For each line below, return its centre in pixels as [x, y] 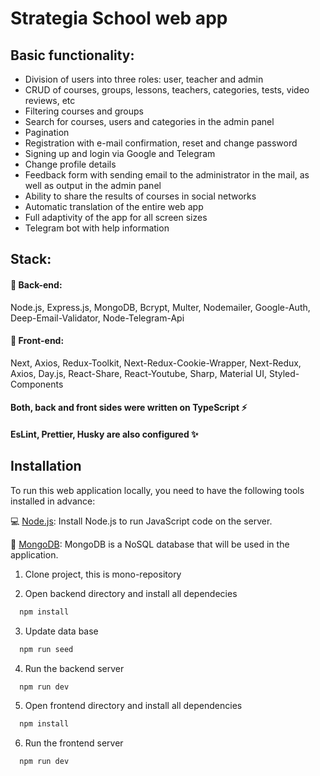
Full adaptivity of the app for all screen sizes [116, 217]
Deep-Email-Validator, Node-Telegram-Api [97, 318]
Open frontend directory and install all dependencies [133, 706]
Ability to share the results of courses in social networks [140, 196]
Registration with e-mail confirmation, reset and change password [161, 143]
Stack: [31, 259]
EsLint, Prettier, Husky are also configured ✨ [104, 434]
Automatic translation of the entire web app [114, 206]
